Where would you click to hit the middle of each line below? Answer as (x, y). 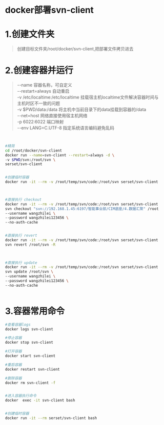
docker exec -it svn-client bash (40, 400)
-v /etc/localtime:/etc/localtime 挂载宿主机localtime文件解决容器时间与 (88, 97)
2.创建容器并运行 (39, 70)
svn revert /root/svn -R (30, 245)
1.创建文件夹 (30, 34)
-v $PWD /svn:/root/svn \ (30, 160)
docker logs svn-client (29, 329)
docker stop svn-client (29, 343)
